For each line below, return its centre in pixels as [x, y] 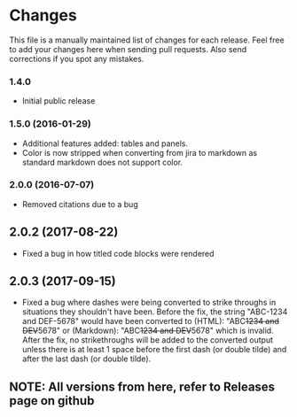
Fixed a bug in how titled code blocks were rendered [118, 253]
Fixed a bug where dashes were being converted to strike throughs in [149, 303]
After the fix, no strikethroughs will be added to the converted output [147, 340]
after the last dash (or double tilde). [86, 359]
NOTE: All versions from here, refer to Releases [142, 386]
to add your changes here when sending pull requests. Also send [128, 49]
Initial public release [59, 101]
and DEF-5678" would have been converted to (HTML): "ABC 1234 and [150, 321]
